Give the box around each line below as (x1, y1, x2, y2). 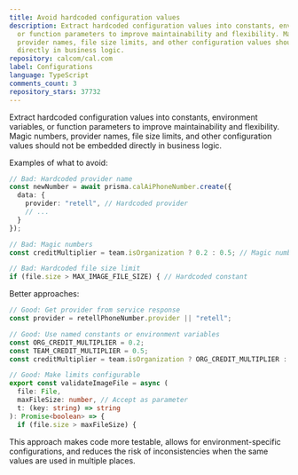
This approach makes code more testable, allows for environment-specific (9, 436, 281, 447)
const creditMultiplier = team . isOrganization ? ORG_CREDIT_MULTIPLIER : (9, 354, 288, 364)
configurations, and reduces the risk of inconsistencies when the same (9, 446, 269, 456)
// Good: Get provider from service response (9, 305, 180, 315)
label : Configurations (9, 63, 93, 72)
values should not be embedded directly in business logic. (9, 139, 223, 151)
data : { (17, 191, 46, 200)
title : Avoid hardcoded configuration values (9, 12, 180, 22)
